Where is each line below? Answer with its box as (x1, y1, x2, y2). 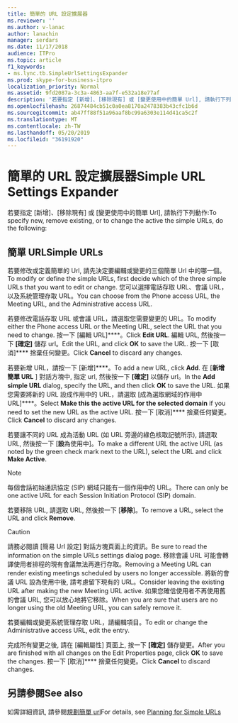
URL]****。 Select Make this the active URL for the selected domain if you (7, 399, 226, 407)
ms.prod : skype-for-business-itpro (7, 76, 113, 84)
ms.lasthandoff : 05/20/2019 (7, 129, 91, 136)
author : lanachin (7, 30, 59, 38)
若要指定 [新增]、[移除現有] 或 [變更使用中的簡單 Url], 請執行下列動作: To (7, 209, 217, 217)
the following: (7, 224, 47, 233)
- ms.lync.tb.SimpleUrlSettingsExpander (7, 70, 129, 77)
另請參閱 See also (7, 688, 84, 700)
